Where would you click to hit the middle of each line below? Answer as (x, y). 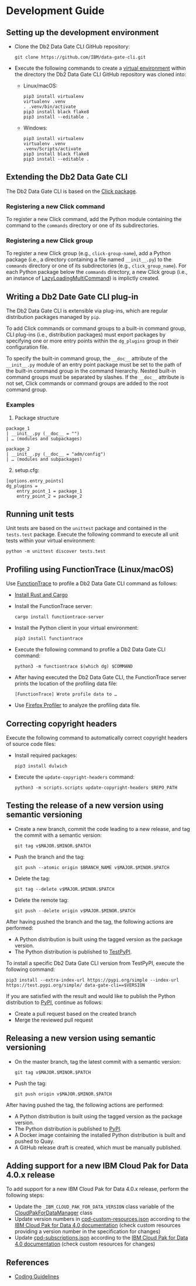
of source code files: (31, 744)
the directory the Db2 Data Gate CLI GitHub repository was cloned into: (100, 74)
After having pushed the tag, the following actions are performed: (85, 1105)
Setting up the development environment (82, 33)
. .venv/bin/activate (49, 107)
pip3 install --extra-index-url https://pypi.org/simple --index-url (93, 980)
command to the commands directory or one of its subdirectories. (82, 225)
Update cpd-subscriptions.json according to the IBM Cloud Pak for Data (101, 1238)
